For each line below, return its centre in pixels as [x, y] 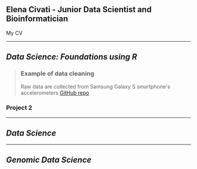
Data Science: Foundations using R [72, 57]
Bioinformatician [37, 19]
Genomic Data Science [49, 160]
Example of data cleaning [57, 74]
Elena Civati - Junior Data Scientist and [79, 10]
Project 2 [19, 108]
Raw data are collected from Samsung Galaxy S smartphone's [95, 86]
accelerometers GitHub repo [55, 93]
